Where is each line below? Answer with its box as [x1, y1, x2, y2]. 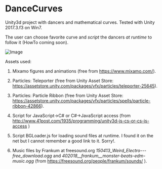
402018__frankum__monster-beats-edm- [62, 153, 146, 159]
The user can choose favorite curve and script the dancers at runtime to [5, 34, 152, 40]
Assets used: [5, 58, 32, 64]
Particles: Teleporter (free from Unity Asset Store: [12, 78, 114, 84]
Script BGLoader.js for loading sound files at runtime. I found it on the [12, 132, 154, 138]
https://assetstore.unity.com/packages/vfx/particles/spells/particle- [12, 97, 151, 104]
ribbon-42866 [12, 103, 41, 109]
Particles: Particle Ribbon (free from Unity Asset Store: [12, 92, 123, 98]
